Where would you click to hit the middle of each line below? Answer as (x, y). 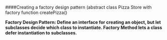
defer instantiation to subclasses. (41, 33)
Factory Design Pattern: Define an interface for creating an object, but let (83, 22)
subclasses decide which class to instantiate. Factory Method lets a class (84, 27)
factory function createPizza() (36, 12)
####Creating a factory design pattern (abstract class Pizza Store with (78, 7)
